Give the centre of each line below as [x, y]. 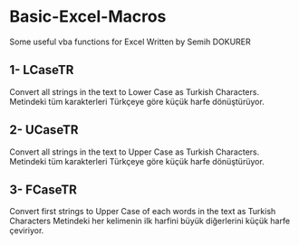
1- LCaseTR [42, 70]
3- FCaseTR [43, 189]
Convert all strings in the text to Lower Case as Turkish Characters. [135, 91]
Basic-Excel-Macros [88, 17]
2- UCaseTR [44, 130]
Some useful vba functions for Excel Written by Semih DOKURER [130, 42]
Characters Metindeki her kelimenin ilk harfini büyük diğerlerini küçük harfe [150, 221]
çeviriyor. [27, 231]
